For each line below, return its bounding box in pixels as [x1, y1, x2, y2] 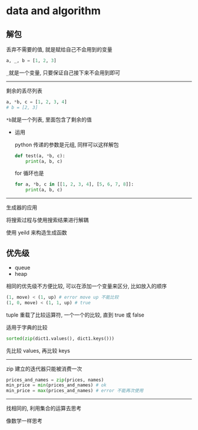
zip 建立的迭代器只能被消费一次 [6, 365, 82, 372]
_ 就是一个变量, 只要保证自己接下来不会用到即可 [6, 69, 121, 76]
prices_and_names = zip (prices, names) [6, 377, 104, 383]
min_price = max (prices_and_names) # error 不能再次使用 [6, 388, 144, 394]
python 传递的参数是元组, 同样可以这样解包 [14, 141, 119, 148]
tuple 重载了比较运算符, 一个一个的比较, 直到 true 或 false [6, 311, 144, 318]
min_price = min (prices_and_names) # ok [6, 382, 107, 388]
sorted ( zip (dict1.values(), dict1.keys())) [6, 335, 115, 341]
